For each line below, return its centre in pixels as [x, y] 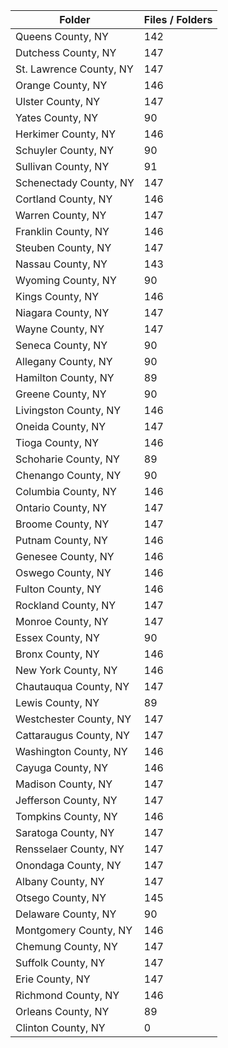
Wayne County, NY [60, 329]
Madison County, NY [64, 784]
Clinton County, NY [60, 1027]
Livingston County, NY [68, 410]
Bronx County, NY [57, 654]
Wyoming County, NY [66, 280]
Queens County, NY [62, 36]
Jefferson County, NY [66, 800]
